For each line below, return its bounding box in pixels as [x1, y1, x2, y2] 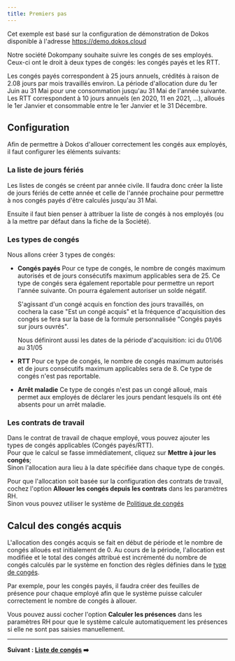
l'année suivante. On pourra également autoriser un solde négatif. [17, 287, 207, 295]
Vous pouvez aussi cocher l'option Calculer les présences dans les [7, 611, 203, 619]
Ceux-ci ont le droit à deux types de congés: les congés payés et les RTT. [7, 57, 220, 67]
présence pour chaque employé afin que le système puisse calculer [7, 590, 203, 598]
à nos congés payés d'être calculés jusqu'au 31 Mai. [7, 196, 158, 204]
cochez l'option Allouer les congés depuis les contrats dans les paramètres [7, 484, 228, 493]
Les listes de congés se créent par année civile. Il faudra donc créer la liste [7, 181, 223, 189]
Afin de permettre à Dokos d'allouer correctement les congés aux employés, [7, 140, 227, 149]
